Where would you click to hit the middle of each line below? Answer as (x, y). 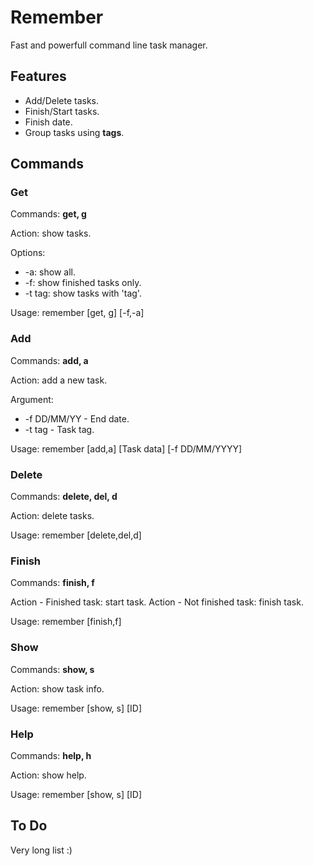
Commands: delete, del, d (64, 497)
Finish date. (48, 122)
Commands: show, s (52, 669)
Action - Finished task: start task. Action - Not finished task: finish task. (157, 602)
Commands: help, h (51, 755)
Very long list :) (41, 850)
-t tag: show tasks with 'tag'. (83, 293)
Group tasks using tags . (74, 132)
